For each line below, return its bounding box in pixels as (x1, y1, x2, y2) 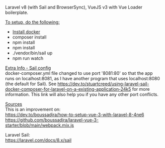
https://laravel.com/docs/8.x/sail (5, 137, 72, 143)
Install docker (12, 29, 41, 34)
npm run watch (12, 55, 44, 61)
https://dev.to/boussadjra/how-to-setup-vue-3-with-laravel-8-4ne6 (5, 112, 145, 118)
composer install (12, 34, 47, 40)
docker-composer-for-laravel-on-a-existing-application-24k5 (5, 86, 131, 92)
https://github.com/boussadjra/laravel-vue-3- (5, 117, 99, 123)
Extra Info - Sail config (5, 65, 51, 71)
